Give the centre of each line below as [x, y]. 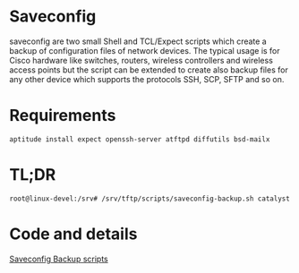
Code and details [73, 234]
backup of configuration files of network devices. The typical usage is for [145, 50]
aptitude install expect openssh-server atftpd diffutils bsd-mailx [140, 139]
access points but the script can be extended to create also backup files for [149, 70]
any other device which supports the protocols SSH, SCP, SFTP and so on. [147, 79]
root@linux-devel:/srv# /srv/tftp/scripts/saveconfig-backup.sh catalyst [150, 199]
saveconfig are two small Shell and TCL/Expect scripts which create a [138, 41]
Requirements [63, 116]
